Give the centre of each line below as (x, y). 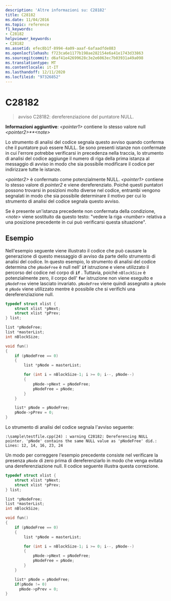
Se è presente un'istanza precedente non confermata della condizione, (80, 211)
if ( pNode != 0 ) (31, 584)
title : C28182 (21, 15)
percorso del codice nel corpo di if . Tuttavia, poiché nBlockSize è (76, 272)
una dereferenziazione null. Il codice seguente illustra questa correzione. (82, 466)
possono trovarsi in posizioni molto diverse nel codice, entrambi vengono (83, 190)
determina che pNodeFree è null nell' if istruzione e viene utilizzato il (77, 267)
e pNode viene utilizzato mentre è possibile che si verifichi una (70, 289)
